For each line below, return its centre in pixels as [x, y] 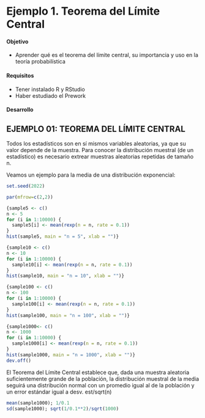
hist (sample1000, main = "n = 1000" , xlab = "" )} [71, 355]
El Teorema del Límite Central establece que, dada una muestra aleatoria [98, 372]
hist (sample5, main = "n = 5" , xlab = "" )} [63, 237]
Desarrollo [20, 110]
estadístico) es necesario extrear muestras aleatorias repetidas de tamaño [100, 156]
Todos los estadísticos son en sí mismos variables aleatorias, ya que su [96, 144]
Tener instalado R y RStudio [50, 89]
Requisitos [20, 75]
